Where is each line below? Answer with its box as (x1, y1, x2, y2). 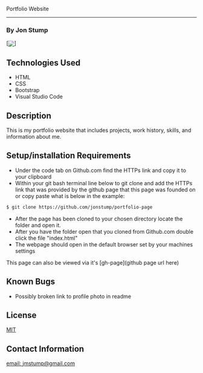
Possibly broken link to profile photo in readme (14, 292, 132, 300)
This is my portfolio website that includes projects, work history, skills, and (6, 127, 192, 134)
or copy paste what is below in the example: (14, 192, 125, 199)
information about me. (6, 133, 62, 140)
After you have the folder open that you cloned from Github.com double (14, 228, 194, 235)
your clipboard (14, 173, 52, 180)
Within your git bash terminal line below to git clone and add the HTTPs (14, 179, 193, 187)
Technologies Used (6, 58, 80, 68)
